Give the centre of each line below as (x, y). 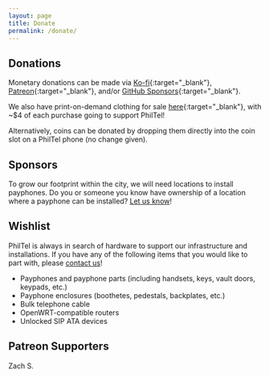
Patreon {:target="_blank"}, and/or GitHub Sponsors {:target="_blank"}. (124, 91)
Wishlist (29, 226)
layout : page (30, 16)
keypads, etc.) (44, 287)
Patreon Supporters (59, 346)
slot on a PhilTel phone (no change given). (78, 139)
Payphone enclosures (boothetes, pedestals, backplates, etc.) (122, 295)
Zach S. (21, 366)
